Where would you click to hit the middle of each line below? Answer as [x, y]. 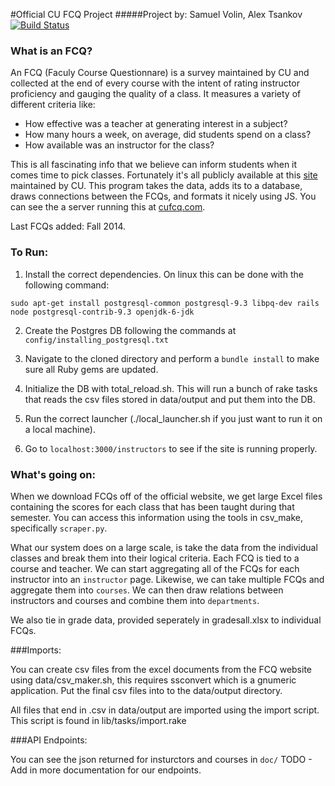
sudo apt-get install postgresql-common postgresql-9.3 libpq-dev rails [165, 303]
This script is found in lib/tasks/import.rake [98, 720]
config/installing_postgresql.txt [96, 340]
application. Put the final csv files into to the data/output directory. [146, 690]
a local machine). [60, 429]
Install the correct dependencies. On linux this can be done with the [164, 274]
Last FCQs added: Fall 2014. [68, 226]
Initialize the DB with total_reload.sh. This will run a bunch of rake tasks [171, 388]
